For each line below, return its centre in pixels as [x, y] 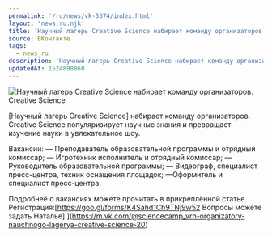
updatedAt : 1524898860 [47, 69]
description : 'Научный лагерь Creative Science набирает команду [121, 61]
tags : [17, 46]
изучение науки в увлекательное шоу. [74, 133]
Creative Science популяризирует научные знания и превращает [120, 124]
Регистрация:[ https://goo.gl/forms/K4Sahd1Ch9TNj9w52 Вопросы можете [135, 207]
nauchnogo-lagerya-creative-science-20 [77, 224]
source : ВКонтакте [39, 38]
